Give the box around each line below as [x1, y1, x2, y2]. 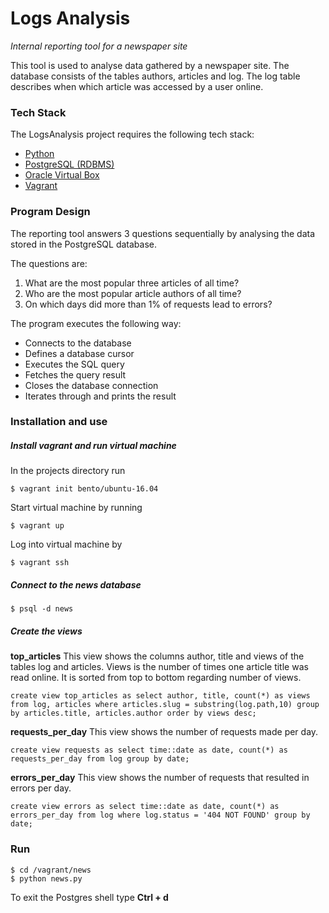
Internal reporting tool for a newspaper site [10, 40, 188, 52]
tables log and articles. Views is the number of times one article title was [10, 661, 309, 673]
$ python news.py [10, 873, 83, 884]
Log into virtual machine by [10, 538, 123, 551]
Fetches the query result [24, 368, 127, 381]
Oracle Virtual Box [24, 169, 100, 181]
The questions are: [10, 257, 88, 269]
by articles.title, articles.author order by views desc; [10, 708, 257, 719]
